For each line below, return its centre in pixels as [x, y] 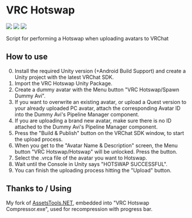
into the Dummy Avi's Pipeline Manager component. [77, 114]
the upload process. [39, 139]
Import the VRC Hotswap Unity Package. [63, 83]
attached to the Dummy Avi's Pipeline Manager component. [86, 127]
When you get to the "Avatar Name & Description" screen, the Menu [96, 145]
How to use [27, 57]
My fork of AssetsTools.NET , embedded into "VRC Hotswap [78, 203]
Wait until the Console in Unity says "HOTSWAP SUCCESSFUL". [91, 164]
